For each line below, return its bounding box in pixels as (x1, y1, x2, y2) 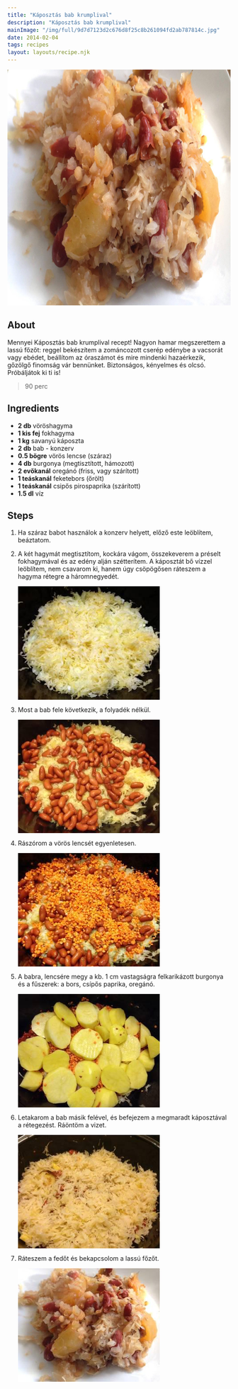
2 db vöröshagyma (17, 421, 73, 430)
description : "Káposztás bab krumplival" (7, 18, 132, 26)
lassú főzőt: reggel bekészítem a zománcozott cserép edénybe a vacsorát (7, 345, 223, 354)
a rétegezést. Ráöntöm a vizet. (17, 1121, 107, 1129)
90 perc (24, 381, 48, 390)
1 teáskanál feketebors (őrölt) (17, 474, 105, 482)
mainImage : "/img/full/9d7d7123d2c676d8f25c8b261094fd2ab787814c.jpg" (7, 26, 220, 33)
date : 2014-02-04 (7, 34, 59, 41)
